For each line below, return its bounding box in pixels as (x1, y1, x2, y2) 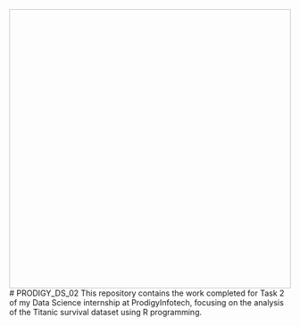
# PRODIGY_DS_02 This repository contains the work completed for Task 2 (9, 288, 285, 298)
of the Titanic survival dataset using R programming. (9, 307, 203, 317)
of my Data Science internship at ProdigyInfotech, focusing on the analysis (9, 297, 284, 307)
